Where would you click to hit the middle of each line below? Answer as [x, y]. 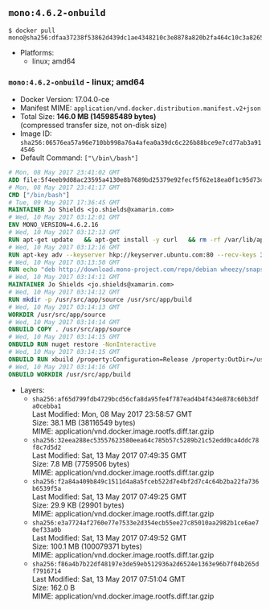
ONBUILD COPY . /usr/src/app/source [70, 330]
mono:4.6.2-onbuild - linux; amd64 [76, 82]
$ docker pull [32, 31]
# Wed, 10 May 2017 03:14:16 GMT [64, 367]
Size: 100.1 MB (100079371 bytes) [87, 546]
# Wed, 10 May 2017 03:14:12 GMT [64, 292]
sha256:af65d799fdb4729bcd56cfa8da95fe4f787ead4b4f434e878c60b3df [145, 399]
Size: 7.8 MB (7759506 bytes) [81, 463]
